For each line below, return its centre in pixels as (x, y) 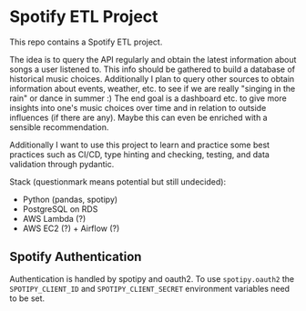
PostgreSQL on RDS (60, 209)
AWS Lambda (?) (54, 218)
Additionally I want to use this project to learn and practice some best (140, 145)
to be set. (27, 298)
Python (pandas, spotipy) (70, 199)
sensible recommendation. (59, 127)
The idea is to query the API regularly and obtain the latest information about (153, 59)
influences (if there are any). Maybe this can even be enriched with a (138, 117)
